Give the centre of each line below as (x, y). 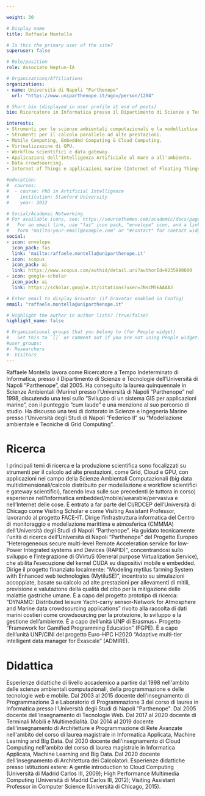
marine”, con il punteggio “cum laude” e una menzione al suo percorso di (98, 405)
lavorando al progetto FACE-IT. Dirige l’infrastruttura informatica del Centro (101, 518)
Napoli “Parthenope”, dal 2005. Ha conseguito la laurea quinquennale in (96, 385)
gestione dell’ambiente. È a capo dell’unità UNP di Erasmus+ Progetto (94, 622)
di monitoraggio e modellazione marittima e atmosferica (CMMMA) (90, 524)
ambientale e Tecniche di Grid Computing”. (60, 424)
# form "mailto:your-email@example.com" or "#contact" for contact (97, 231)
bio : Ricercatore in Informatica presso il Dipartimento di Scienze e (98, 112)
